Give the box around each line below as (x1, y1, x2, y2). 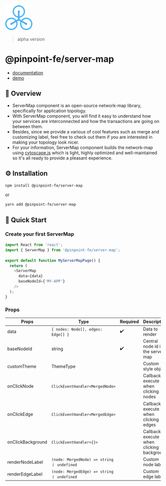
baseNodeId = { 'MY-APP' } (18, 279, 65, 284)
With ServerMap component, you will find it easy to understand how (12, 113, 151, 119)
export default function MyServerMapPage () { (5, 258, 100, 263)
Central (143, 338, 158, 344)
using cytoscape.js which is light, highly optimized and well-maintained (12, 150, 157, 156)
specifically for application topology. (12, 108, 86, 114)
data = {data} (18, 274, 43, 279)
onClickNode (7, 383, 34, 389)
